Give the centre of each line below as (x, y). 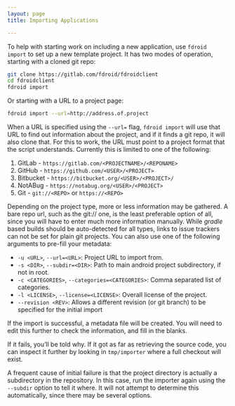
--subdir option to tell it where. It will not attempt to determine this (103, 388)
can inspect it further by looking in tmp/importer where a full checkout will (114, 352)
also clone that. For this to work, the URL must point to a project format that (116, 142)
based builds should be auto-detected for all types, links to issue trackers (114, 229)
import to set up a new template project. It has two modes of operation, (110, 54)
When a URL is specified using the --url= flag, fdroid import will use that (114, 127)
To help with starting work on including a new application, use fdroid (107, 46)
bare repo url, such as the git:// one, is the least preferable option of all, (110, 214)
